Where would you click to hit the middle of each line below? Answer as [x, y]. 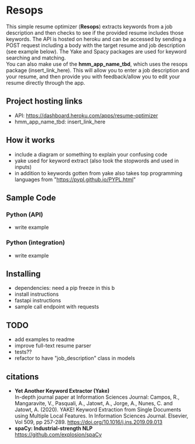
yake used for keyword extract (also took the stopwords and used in [97, 161]
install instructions [37, 294]
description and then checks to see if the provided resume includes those [95, 32]
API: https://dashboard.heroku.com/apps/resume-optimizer [86, 115]
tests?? [23, 352]
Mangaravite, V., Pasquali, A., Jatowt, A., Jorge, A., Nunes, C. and [93, 403]
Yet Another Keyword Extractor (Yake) [62, 390]
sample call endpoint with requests [57, 307]
